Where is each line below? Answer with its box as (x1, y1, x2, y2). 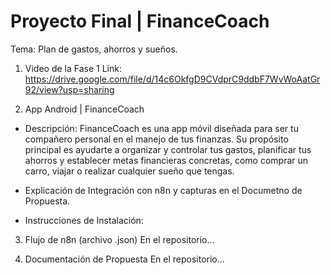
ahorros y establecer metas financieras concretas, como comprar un (24, 154, 309, 166)
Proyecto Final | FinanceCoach (10, 10, 270, 33)
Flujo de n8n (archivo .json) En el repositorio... (24, 233, 215, 245)
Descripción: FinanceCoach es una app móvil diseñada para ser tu (24, 122, 299, 134)
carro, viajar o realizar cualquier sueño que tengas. (24, 165, 235, 177)
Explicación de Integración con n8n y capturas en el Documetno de (24, 184, 303, 196)
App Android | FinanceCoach (24, 103, 145, 115)
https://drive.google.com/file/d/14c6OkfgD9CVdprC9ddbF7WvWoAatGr (24, 73, 321, 85)
